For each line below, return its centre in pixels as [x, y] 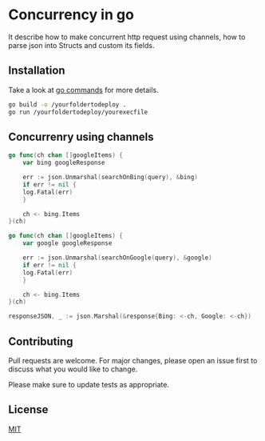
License [28, 410]
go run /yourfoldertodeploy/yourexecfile [78, 112]
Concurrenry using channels [81, 136]
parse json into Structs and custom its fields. [81, 45]
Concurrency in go [71, 15]
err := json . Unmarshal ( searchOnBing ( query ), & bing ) [110, 178]
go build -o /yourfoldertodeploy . [67, 104]
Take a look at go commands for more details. [83, 90]
